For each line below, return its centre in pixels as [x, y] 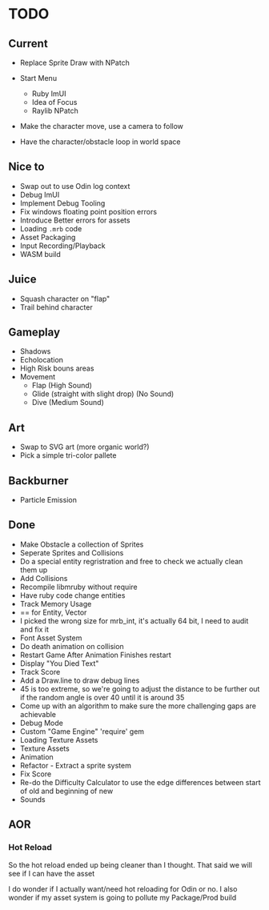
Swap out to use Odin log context [75, 186]
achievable [38, 714]
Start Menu [38, 78]
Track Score [40, 671]
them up [34, 570]
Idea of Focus [54, 102]
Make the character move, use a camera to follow [102, 126]
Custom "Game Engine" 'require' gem [82, 731]
